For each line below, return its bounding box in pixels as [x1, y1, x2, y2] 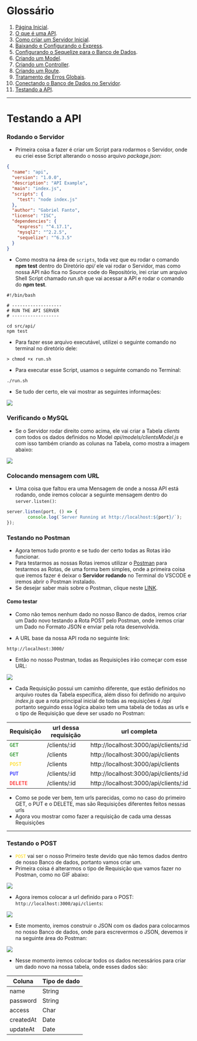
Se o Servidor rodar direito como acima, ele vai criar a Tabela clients [15, 427, 180, 434]
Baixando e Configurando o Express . [15, 42, 104, 49]
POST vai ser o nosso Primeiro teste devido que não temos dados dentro [15, 853, 188, 860]
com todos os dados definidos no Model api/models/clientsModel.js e [15, 433, 184, 441]
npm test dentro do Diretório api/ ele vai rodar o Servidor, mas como [15, 262, 181, 269]
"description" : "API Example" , [12, 180, 88, 186]
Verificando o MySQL [6, 414, 69, 422]
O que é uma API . [15, 29, 58, 36]
